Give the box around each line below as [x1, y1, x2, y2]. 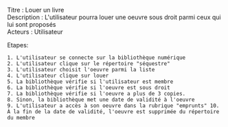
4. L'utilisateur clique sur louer [7, 72, 109, 79]
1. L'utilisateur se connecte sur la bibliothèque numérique [7, 54, 186, 61]
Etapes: [7, 41, 29, 49]
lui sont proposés [7, 21, 56, 28]
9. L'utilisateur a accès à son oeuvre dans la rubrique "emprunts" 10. [7, 102, 220, 109]
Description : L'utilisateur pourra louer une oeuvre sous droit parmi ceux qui [7, 13, 221, 21]
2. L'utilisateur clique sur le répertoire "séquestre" [7, 60, 170, 67]
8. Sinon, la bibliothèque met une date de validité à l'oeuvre [7, 96, 195, 103]
